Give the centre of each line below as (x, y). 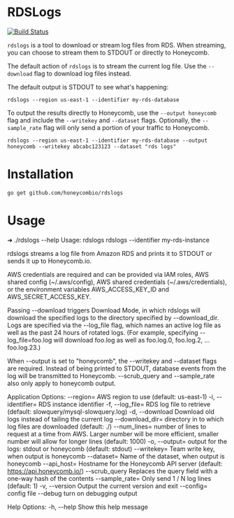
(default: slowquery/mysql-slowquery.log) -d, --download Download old (111, 411)
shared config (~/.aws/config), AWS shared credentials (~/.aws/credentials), (117, 282)
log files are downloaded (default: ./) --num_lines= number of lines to (107, 426)
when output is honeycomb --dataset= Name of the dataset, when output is (116, 456)
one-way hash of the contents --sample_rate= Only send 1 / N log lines (109, 478)
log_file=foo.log (30, 340)
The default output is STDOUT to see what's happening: (88, 87)
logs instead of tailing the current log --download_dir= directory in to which (116, 419)
